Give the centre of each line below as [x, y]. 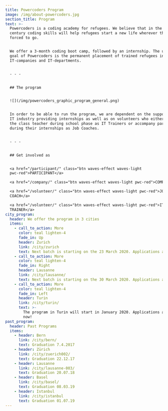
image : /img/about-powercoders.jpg [42, 15]
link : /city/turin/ [38, 303]
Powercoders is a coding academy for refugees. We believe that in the [86, 29]
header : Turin [33, 298]
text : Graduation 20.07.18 [46, 373]
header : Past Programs [33, 326]
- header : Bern [30, 336]
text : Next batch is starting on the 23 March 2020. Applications [89, 252]
